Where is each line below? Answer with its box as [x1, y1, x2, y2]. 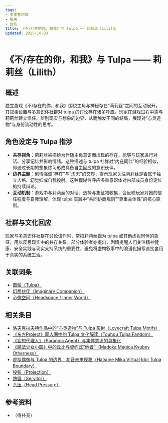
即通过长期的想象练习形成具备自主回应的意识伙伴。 [12, 164, 118, 170]
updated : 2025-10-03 [5, 31, 49, 36]
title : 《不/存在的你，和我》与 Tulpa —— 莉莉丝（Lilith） [5, 26, 119, 31]
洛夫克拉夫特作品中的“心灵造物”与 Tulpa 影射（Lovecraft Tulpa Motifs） [12, 325, 160, 331]
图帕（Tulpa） [12, 282, 42, 288]
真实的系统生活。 [9, 251, 45, 257]
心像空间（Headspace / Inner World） [12, 295, 91, 301]
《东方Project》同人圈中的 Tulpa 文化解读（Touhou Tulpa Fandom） [12, 331, 153, 337]
